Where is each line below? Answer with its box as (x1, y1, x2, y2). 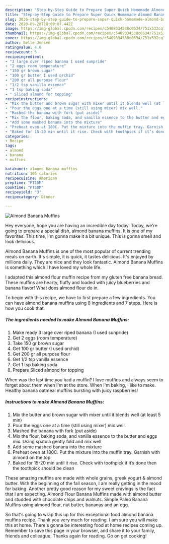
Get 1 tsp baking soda (12, 361, 58, 368)
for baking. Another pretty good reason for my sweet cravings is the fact (5, 486, 155, 492)
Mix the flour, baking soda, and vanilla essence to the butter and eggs (12, 433, 157, 439)
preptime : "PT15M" (5, 180, 44, 185)
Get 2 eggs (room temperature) (12, 334, 77, 341)
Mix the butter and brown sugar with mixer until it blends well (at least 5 (12, 412, 161, 418)
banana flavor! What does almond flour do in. (5, 285, 99, 291)
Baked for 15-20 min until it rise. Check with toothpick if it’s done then (12, 459, 157, 466)
